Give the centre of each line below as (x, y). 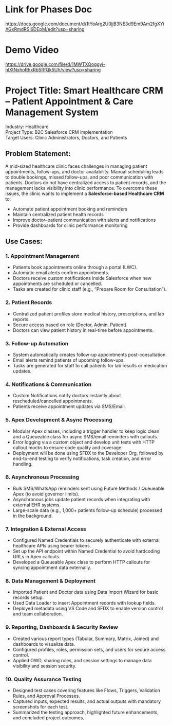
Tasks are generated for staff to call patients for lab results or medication (90, 365)
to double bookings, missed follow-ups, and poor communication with (79, 177)
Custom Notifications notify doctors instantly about (67, 396)
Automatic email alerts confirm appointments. (61, 273)
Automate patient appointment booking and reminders (70, 209)
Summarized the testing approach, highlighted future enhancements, (86, 712)
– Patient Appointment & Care (69, 102)
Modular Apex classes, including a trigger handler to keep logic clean (86, 431)
